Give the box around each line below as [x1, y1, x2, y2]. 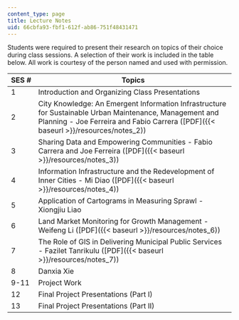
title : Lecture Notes [7, 17, 72, 24]
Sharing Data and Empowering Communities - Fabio [38, 137, 213, 147]
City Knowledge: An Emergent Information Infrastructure [38, 99, 227, 109]
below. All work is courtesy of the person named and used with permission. [7, 58, 228, 67]
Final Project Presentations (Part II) [38, 301, 155, 311]
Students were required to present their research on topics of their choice [7, 43, 223, 52]
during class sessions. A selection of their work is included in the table [7, 51, 214, 59]
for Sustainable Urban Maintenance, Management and [38, 108, 219, 118]
